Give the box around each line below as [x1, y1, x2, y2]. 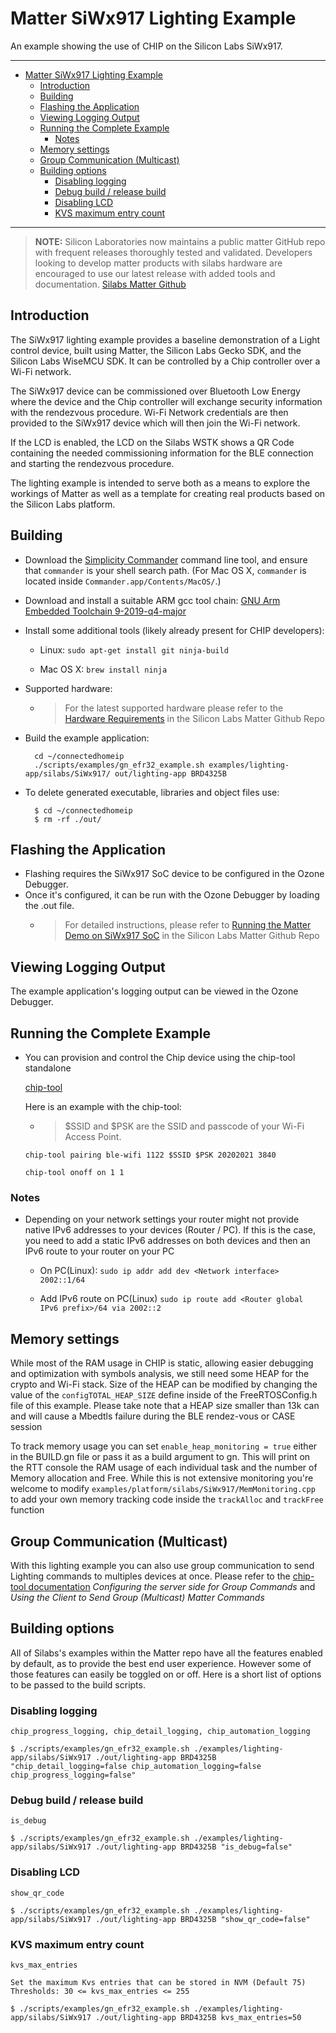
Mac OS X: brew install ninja [39, 663, 168, 675]
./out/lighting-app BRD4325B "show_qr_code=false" [95, 1914, 311, 1924]
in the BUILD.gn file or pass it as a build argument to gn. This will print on [10, 1451, 311, 1463]
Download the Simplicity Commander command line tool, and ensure [24, 553, 308, 566]
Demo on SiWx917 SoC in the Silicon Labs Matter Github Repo [64, 930, 320, 942]
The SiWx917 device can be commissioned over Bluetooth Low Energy [10, 385, 301, 397]
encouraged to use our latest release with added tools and [34, 267, 276, 279]
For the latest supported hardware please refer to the [64, 702, 284, 714]
